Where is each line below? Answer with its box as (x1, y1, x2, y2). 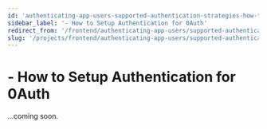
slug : (7, 33, 26, 42)
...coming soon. (7, 111, 59, 121)
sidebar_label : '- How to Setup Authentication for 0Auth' (7, 19, 208, 27)
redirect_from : (7, 26, 58, 34)
